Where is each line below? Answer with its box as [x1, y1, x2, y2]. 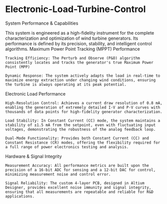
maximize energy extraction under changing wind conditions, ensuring [5, 77, 156, 82]
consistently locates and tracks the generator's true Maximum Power [5, 60, 154, 65]
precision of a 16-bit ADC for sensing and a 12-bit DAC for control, [5, 167, 156, 172]
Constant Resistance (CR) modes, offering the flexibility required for [5, 140, 160, 145]
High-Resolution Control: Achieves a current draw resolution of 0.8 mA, [5, 100, 163, 106]
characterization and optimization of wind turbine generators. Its [5, 35, 138, 41]
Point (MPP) [5, 64, 30, 69]
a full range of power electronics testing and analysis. [5, 144, 129, 149]
